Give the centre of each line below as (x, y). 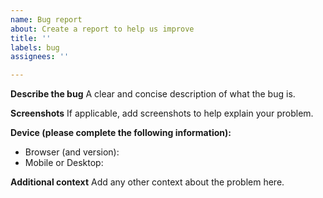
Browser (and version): (72, 152)
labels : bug (35, 47)
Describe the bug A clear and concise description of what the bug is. (153, 94)
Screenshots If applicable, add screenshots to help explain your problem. (162, 113)
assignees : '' (40, 57)
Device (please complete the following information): (121, 133)
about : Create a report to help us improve (102, 29)
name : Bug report (46, 19)
